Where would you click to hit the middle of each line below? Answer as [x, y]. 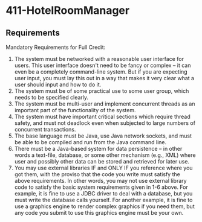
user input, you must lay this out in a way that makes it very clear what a [104, 78]
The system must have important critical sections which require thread [103, 116]
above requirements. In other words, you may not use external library [100, 181]
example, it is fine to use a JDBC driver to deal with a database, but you [103, 193]
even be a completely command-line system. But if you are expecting [101, 72]
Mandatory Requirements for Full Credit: [56, 47]
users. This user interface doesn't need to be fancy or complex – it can [103, 65]
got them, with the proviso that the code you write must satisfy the [97, 174]
